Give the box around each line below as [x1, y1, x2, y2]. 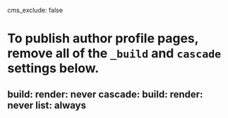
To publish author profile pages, [7, 31, 199, 46]
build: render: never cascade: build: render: [7, 88, 203, 100]
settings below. [7, 60, 100, 77]
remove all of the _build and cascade [7, 46, 222, 62]
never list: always [7, 99, 87, 111]
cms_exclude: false [7, 6, 64, 14]
